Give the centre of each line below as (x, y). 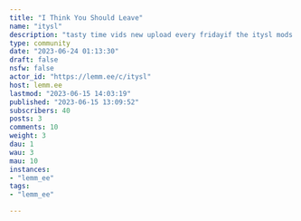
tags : (19, 187)
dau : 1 (22, 144)
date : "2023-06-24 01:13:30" (64, 52)
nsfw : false (32, 69)
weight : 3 (28, 136)
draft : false (34, 60)
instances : (30, 169)
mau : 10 (24, 161)
